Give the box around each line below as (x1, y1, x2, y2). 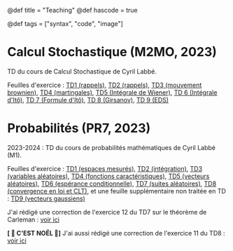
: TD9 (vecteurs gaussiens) (7, 194, 85, 203)
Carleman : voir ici (7, 215, 59, 224)
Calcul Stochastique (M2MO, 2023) (7, 44, 217, 60)
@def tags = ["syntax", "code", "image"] (7, 20, 124, 27)
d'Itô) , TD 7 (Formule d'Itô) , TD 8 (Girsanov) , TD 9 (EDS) (7, 95, 169, 104)
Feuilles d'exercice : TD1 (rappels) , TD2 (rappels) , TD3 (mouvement (7, 81, 202, 89)
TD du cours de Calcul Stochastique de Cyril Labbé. (7, 67, 157, 76)
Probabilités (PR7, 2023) (7, 121, 151, 136)
